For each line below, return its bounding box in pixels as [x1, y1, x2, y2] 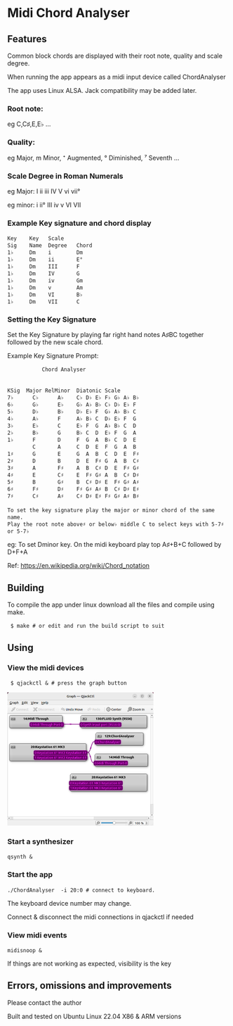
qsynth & [7, 854, 33, 861]
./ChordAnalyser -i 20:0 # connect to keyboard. [7, 887, 156, 894]
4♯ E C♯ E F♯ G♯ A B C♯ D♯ [7, 471, 140, 479]
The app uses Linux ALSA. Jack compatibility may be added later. [7, 87, 197, 94]
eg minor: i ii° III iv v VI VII [7, 201, 81, 209]
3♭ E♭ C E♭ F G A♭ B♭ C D [7, 422, 137, 430]
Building [7, 582, 44, 594]
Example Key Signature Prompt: [7, 352, 99, 360]
